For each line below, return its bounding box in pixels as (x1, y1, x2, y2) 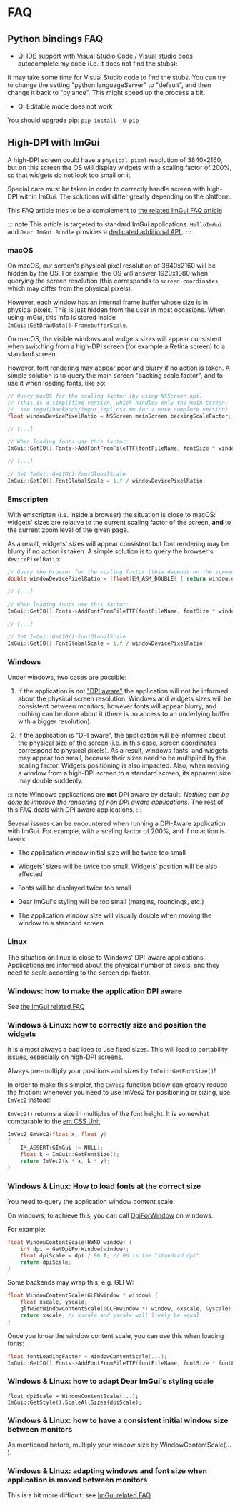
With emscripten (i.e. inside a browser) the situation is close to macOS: (7, 511, 216, 519)
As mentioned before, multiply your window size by (7, 1440, 159, 1449)
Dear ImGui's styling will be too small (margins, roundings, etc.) (17, 898, 205, 906)
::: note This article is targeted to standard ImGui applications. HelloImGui (7, 219, 223, 229)
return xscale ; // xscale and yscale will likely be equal (20, 1312, 200, 1319)
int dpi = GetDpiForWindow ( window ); (20, 1245, 130, 1253)
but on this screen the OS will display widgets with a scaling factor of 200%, (7, 163, 232, 171)
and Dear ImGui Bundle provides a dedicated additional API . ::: (7, 227, 191, 236)
